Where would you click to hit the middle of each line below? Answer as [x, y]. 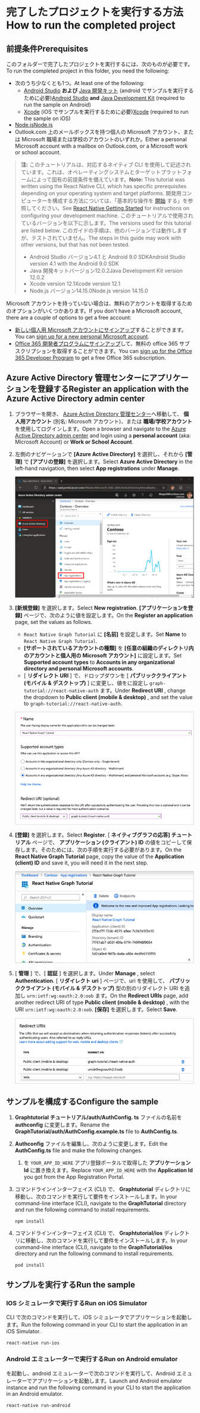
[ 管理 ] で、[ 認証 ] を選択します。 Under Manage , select [85, 973]
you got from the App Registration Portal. [74, 1177]
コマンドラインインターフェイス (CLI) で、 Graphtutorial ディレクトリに [103, 1189]
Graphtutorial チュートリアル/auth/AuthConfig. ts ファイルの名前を [99, 1117]
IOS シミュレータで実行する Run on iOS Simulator [77, 1303]
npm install [29, 1221]
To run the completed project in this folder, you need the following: [88, 71]
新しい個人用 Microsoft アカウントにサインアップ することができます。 [101, 330]
